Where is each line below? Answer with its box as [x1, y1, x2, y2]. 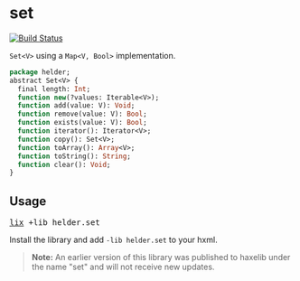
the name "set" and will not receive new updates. [31, 261, 215, 273]
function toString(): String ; [17, 152, 131, 161]
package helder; [9, 67, 70, 77]
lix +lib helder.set [9, 218, 101, 228]
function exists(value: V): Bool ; [17, 118, 147, 127]
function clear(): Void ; [17, 160, 111, 169]
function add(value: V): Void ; [17, 101, 136, 110]
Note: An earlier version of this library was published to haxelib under [31, 252, 291, 263]
